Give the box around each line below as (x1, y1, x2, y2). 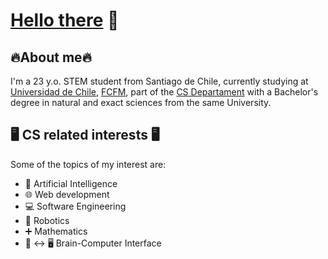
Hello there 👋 (10, 9, 120, 32)
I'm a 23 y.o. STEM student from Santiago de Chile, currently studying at (10, 75, 309, 87)
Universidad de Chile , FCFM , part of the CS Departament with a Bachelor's (10, 86, 319, 98)
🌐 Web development (24, 188, 110, 200)
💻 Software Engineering (24, 200, 127, 212)
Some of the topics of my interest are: (10, 158, 167, 170)
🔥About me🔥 (10, 49, 93, 66)
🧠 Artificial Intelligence (24, 177, 118, 189)
